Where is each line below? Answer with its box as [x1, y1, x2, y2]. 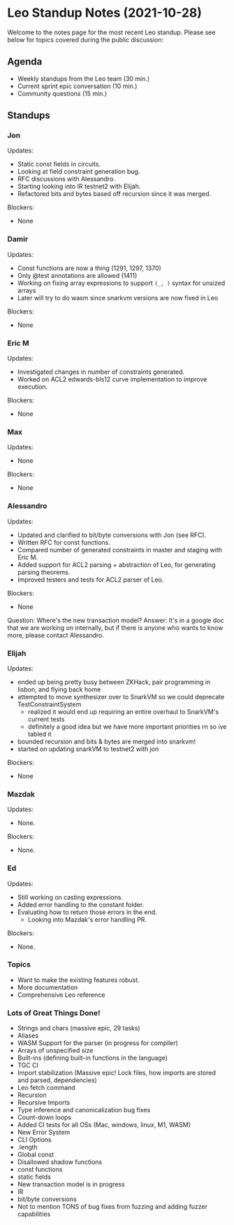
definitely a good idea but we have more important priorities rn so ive [27, 722, 227, 731]
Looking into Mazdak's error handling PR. [27, 915, 147, 923]
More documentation [17, 983, 78, 991]
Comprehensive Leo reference [17, 990, 105, 999]
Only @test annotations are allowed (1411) [17, 271, 138, 279]
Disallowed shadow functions [17, 1158, 103, 1166]
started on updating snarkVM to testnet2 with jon [17, 744, 159, 753]
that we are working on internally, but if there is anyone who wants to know [7, 623, 224, 631]
